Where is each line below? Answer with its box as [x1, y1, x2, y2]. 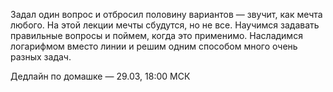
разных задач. [10, 51, 72, 63]
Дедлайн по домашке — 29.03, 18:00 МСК [10, 70, 191, 82]
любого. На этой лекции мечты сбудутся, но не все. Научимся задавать [10, 19, 320, 31]
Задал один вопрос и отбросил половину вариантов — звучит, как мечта [10, 9, 323, 20]
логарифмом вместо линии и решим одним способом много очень [10, 40, 298, 52]
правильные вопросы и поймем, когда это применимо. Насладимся [10, 30, 303, 41]
